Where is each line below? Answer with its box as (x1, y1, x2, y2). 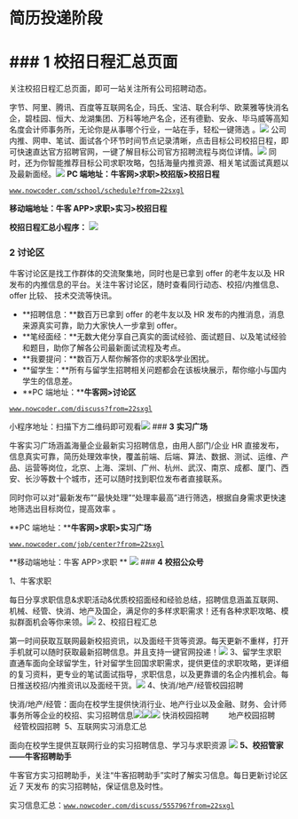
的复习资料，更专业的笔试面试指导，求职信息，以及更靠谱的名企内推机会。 (9, 669, 281, 680)
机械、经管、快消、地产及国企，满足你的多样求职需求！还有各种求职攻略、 (9, 606, 281, 616)
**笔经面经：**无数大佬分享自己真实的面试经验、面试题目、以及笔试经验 (21, 331, 286, 342)
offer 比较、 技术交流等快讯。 (9, 290, 117, 301)
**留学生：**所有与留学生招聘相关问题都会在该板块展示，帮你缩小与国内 (21, 365, 286, 376)
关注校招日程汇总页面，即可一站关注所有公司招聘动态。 (9, 83, 211, 94)
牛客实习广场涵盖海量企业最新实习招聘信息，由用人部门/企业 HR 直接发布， (9, 441, 284, 451)
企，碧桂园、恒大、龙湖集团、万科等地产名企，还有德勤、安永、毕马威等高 (9, 113, 281, 124)
